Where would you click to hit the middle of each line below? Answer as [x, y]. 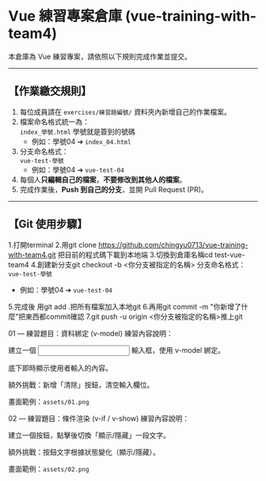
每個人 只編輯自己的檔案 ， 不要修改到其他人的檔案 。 [103, 180]
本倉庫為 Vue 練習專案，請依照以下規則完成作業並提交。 [100, 56]
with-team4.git [32, 255]
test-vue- [230, 255]
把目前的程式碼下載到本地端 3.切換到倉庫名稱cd [135, 255]
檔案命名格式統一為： [54, 121]
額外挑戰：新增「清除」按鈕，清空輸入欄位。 [81, 384]
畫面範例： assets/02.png [49, 468]
